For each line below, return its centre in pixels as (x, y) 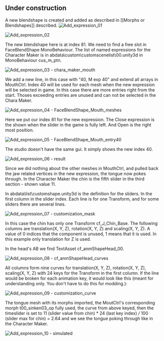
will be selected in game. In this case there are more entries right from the (80, 90)
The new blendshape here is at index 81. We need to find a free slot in (76, 44)
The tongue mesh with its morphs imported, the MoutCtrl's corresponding (80, 302)
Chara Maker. (19, 100)
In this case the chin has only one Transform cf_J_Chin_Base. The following (82, 223)
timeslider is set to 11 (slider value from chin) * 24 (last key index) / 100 (77, 313)
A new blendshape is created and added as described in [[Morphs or (75, 20)
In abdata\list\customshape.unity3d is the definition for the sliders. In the (79, 193)
